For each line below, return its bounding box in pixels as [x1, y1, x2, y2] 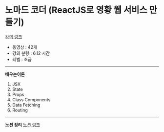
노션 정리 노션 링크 [5, 122, 41, 128]
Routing [12, 107, 28, 113]
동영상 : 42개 [12, 44, 38, 50]
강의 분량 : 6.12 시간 [12, 50, 50, 56]
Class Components [12, 96, 51, 103]
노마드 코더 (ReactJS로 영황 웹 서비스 [5, 4, 147, 16]
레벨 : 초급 [12, 56, 32, 62]
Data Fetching [12, 102, 41, 108]
